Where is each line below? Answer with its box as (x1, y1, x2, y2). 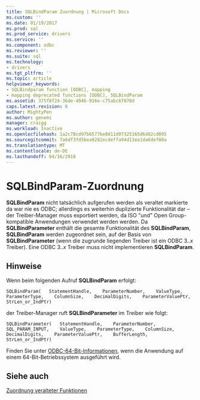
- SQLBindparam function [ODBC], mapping (6, 87, 111, 93)
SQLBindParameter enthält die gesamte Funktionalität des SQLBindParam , (6, 225, 191, 232)
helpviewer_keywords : (6, 81, 60, 87)
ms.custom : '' (6, 14, 42, 20)
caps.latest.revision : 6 (6, 103, 68, 110)
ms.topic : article (6, 75, 52, 81)
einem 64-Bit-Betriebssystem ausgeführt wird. (6, 354, 121, 361)
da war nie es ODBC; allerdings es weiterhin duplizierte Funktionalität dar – (6, 205, 190, 213)
